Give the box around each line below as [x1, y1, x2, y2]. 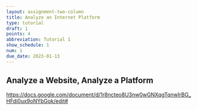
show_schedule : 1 [6, 42, 50, 48]
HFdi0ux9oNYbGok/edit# [6, 97, 69, 105]
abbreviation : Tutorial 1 [6, 36, 70, 42]
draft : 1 [6, 25, 28, 32]
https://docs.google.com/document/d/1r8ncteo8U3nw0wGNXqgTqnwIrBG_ [6, 91, 192, 99]
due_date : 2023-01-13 [6, 53, 60, 59]
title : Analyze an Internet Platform [6, 14, 100, 20]
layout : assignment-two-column [6, 8, 84, 15]
